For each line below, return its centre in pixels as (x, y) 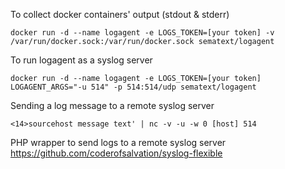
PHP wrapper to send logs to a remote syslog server (118, 142)
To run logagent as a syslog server (81, 60)
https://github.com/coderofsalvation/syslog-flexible (116, 153)
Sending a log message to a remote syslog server (112, 105)
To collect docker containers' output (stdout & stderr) (120, 14)
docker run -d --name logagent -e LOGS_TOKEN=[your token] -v (142, 33)
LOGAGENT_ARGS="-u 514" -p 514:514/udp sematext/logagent (133, 87)
